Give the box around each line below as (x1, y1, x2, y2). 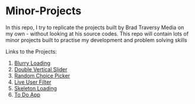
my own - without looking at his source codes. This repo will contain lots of (5, 30, 189, 37)
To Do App (14, 91, 41, 98)
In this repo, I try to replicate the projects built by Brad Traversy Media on (5, 24, 184, 31)
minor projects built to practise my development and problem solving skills (5, 36, 187, 43)
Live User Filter (14, 78, 52, 86)
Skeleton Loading (14, 84, 57, 92)
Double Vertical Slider (14, 65, 68, 73)
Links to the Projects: (5, 48, 57, 55)
